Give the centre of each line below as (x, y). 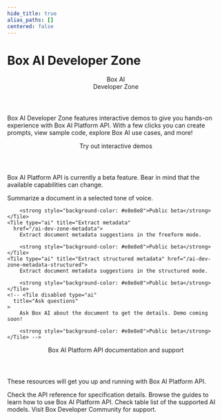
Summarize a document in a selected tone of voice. (80, 198)
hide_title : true (32, 13)
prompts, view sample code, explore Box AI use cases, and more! (100, 133)
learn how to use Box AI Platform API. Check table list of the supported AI (111, 402)
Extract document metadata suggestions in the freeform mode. (111, 235)
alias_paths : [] (30, 20)
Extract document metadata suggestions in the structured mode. (114, 271)
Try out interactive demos (116, 146)
